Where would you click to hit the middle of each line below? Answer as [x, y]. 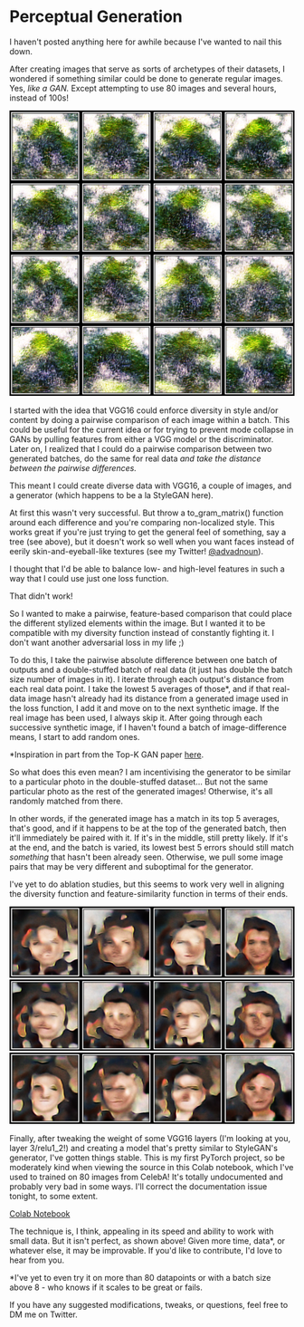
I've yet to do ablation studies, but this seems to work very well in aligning [147, 884]
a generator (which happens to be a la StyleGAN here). [112, 495]
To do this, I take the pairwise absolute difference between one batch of [143, 659]
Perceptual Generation [96, 17]
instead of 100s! [39, 98]
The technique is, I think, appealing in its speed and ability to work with [142, 1231]
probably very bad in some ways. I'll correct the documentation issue [138, 1186]
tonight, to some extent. [54, 1196]
